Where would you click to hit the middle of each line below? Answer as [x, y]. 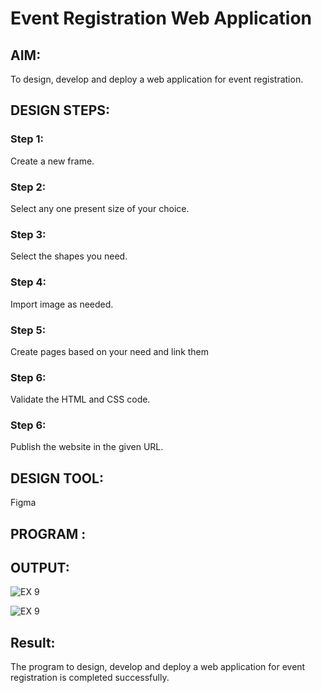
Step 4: [28, 282]
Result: [33, 642]
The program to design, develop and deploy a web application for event [158, 667]
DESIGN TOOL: [57, 478]
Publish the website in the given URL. [87, 447]
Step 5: [28, 330]
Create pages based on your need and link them [110, 351]
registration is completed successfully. [90, 678]
